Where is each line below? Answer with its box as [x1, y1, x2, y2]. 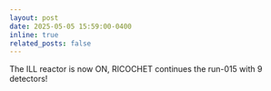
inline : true [9, 30, 59, 39]
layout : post [9, 13, 59, 23]
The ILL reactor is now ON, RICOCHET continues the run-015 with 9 [9, 64, 263, 75]
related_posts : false [9, 38, 92, 48]
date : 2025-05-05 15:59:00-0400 [9, 22, 132, 31]
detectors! [9, 74, 48, 85]
